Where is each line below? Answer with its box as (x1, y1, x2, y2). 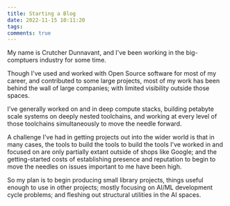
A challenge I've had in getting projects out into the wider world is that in (7, 133, 215, 141)
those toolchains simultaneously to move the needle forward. (7, 119, 182, 128)
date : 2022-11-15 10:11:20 (7, 17, 85, 24)
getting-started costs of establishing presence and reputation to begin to (7, 155, 216, 164)
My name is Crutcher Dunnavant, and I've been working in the (7, 49, 185, 57)
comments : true (7, 29, 51, 37)
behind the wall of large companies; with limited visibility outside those (7, 84, 210, 92)
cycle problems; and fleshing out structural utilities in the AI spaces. (7, 191, 202, 199)
